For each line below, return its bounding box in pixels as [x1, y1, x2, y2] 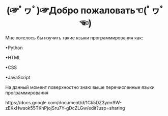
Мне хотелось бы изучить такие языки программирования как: [5, 34, 144, 41]
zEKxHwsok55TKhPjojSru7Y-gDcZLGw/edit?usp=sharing [5, 105, 125, 111]
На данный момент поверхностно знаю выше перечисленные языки [5, 84, 155, 90]
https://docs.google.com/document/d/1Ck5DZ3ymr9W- [5, 99, 122, 105]
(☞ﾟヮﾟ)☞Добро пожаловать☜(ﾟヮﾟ [6, 5, 165, 16]
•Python [5, 44, 23, 51]
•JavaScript [5, 74, 31, 80]
